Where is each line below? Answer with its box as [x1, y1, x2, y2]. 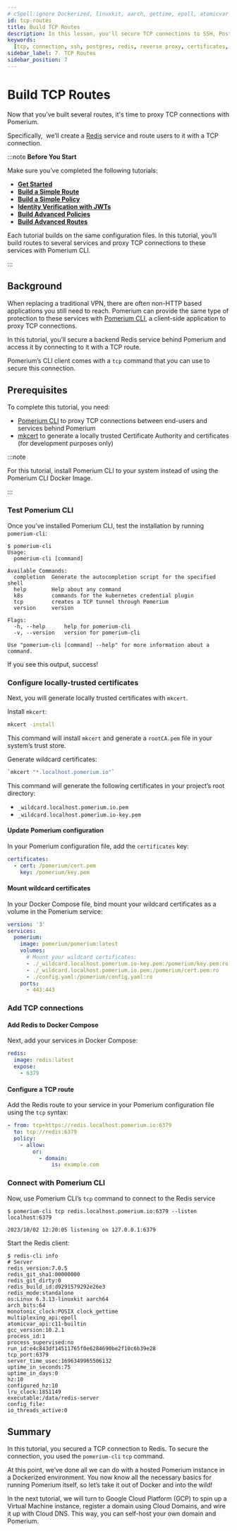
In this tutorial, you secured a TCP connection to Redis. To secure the [7, 1445, 209, 1453]
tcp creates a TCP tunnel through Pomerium [13, 598, 169, 605]
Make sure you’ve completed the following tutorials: [7, 166, 158, 174]
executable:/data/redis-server [7, 1394, 99, 1402]
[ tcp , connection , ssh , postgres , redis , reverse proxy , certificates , [13, 43, 229, 50]
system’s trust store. [7, 741, 66, 749]
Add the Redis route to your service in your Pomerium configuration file [7, 1101, 214, 1109]
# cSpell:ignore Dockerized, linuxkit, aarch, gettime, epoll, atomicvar [7, 10, 229, 18]
